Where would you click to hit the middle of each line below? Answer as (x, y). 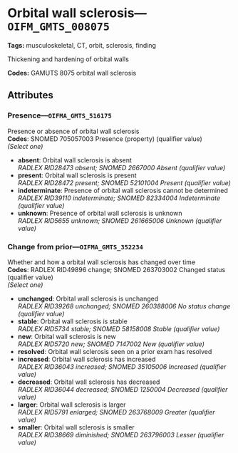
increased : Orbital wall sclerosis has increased (87, 359)
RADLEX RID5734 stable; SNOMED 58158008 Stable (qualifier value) (119, 328)
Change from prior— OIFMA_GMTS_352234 (76, 246)
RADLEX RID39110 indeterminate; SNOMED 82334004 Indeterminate (119, 198)
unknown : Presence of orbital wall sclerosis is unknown (100, 213)
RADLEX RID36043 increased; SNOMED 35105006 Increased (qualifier (122, 366)
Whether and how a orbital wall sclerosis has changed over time (102, 262)
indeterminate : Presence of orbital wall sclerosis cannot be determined (123, 190)
